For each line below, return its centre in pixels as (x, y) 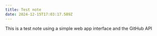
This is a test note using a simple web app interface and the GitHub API (79, 28)
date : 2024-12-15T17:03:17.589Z (39, 14)
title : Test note (23, 10)
